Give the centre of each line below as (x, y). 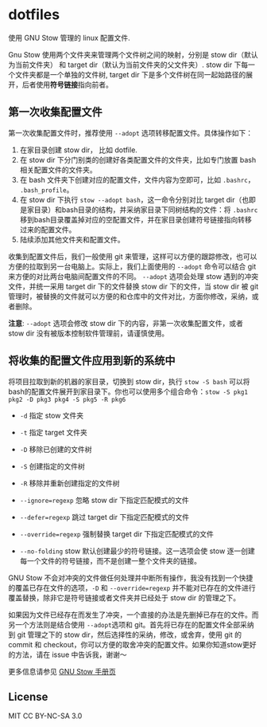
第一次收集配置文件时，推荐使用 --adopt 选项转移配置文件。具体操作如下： (130, 132)
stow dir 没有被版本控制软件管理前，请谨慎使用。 (89, 333)
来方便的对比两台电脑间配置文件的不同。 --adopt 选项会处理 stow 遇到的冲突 (133, 276)
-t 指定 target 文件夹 (53, 432)
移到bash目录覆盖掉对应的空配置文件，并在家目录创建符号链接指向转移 (136, 219)
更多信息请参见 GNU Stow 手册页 (62, 671)
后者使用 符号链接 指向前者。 (67, 84)
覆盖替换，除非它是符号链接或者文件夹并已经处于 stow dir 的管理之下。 (124, 597)
